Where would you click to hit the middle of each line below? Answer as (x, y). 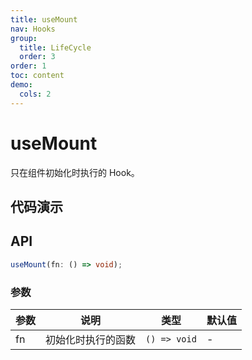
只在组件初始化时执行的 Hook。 (75, 172)
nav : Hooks (33, 29)
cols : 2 (35, 94)
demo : (21, 85)
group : (24, 38)
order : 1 (28, 66)
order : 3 (37, 57)
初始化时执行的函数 (91, 339)
